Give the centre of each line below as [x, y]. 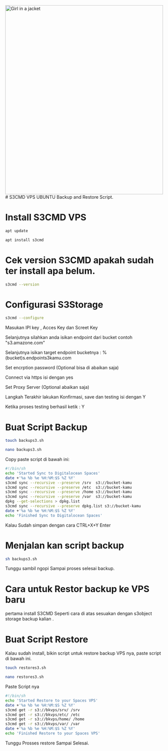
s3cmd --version [22, 284]
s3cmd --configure [24, 318]
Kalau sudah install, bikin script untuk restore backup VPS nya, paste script [83, 653]
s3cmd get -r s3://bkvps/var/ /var [43, 724]
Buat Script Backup [46, 427]
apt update [17, 231]
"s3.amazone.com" [25, 343]
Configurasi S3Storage [54, 304]
